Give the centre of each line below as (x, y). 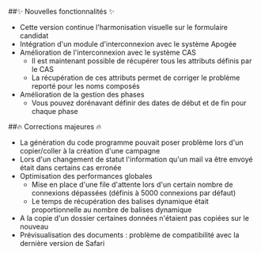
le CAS (42, 69)
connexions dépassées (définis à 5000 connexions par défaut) (134, 193)
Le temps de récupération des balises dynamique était (120, 201)
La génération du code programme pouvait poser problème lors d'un (131, 142)
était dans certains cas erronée (70, 168)
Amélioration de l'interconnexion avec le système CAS (108, 52)
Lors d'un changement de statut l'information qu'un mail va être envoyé (136, 159)
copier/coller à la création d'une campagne (90, 151)
